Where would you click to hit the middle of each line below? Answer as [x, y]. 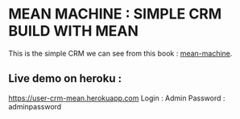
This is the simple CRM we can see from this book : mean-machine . [120, 53]
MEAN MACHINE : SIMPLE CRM [115, 14]
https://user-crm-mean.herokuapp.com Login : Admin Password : [117, 98]
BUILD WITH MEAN [74, 31]
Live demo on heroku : [65, 78]
